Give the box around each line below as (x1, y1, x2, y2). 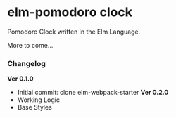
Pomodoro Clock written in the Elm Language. (7, 27, 141, 36)
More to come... (7, 41, 54, 49)
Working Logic (17, 96, 60, 104)
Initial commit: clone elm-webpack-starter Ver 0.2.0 (17, 88, 169, 97)
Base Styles (17, 103, 53, 112)
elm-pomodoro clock (7, 4, 132, 20)
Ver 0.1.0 (7, 74, 34, 83)
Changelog (7, 58, 46, 68)
